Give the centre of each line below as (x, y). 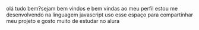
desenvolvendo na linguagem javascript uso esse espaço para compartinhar (100, 15)
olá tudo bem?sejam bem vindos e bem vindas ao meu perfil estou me (92, 9)
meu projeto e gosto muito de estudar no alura (63, 21)
